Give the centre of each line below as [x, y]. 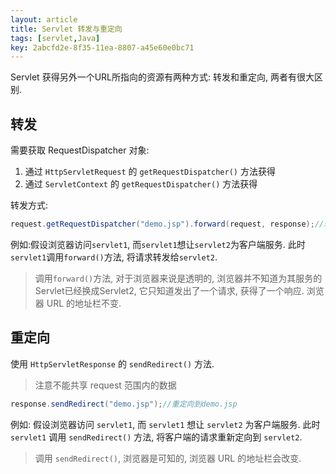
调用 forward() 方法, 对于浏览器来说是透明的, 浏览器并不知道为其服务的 [178, 278]
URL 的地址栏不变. [84, 303]
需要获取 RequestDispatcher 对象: [80, 150]
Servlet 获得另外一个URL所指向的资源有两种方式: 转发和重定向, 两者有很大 [162, 77]
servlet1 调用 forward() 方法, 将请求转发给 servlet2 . [114, 257]
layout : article [44, 19]
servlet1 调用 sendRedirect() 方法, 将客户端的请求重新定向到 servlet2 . [156, 437]
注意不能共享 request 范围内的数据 [105, 385]
